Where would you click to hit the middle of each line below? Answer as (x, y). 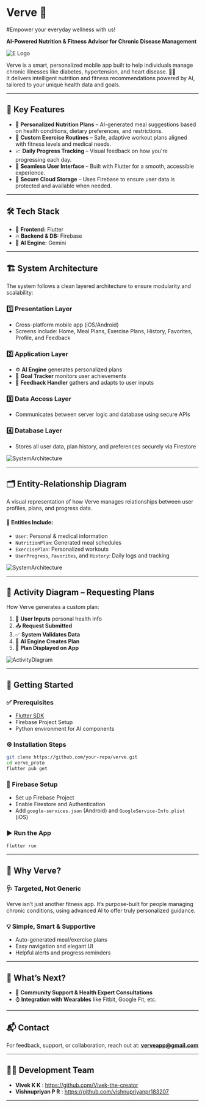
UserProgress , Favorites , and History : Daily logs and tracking (92, 555)
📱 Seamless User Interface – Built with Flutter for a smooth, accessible (104, 166)
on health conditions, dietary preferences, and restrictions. (89, 130)
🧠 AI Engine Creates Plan (47, 641)
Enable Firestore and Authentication (60, 804)
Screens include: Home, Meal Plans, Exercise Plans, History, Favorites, (104, 331)
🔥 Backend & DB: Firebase (49, 236)
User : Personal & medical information (61, 536)
